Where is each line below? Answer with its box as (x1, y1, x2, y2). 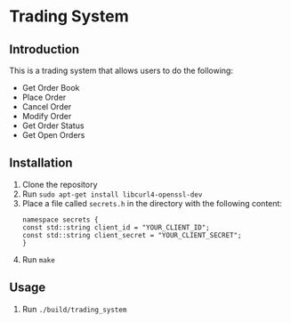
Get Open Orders (21, 130, 85, 140)
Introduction (9, 42, 80, 57)
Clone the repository (21, 179, 98, 190)
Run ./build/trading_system (21, 303, 127, 314)
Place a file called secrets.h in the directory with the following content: (21, 198, 283, 208)
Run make (21, 254, 55, 264)
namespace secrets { (21, 215, 99, 224)
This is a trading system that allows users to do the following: (9, 65, 234, 76)
